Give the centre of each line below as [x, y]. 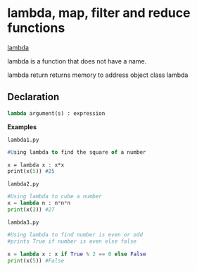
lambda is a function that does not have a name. [77, 61]
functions [36, 28]
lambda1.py [23, 140]
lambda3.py [23, 222]
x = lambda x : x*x [36, 165]
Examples [22, 127]
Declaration [33, 97]
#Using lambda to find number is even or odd [75, 234]
